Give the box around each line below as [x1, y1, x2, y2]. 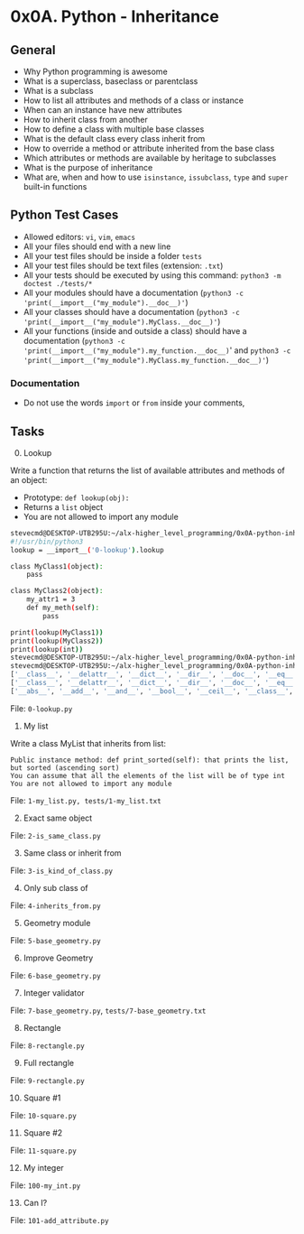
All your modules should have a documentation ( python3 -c [23, 287, 244, 298]
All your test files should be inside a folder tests [23, 250, 202, 261]
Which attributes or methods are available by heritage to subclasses [23, 153, 277, 163]
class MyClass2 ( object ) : [10, 587, 104, 596]
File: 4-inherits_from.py [10, 900, 102, 911]
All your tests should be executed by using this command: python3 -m [23, 269, 281, 281]
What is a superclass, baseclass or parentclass [23, 76, 198, 87]
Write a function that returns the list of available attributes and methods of [10, 465, 285, 476]
